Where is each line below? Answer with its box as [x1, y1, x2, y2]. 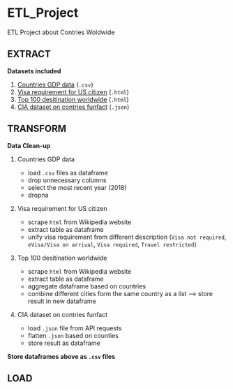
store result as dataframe [27, 339, 100, 347]
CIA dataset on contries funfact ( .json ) [17, 103, 130, 111]
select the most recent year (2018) [27, 183, 127, 191]
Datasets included [7, 66, 61, 75]
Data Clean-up [7, 141, 51, 149]
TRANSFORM [7, 123, 67, 135]
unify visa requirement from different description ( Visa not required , [27, 233, 227, 241]
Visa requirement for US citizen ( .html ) [17, 87, 129, 96]
